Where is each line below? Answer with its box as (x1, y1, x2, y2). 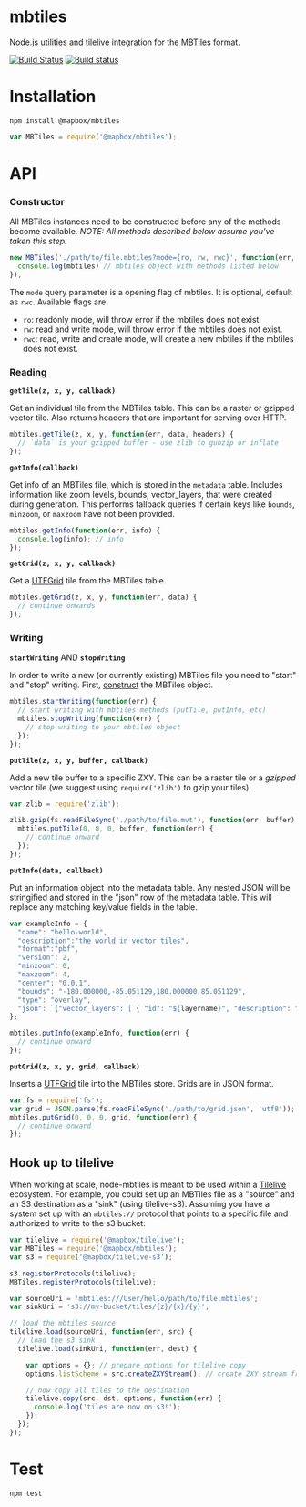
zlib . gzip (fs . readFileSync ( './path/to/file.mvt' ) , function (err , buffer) (9, 816, 296, 825)
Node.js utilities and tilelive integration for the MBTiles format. (9, 36, 241, 47)
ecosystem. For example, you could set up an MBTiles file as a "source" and (9, 1189, 295, 1200)
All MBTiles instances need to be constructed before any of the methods (9, 216, 281, 227)
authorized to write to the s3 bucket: (9, 1218, 146, 1229)
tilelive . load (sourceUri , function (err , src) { (9, 1327, 194, 1337)
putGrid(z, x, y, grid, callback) (9, 1062, 141, 1071)
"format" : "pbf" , (17, 944, 79, 954)
